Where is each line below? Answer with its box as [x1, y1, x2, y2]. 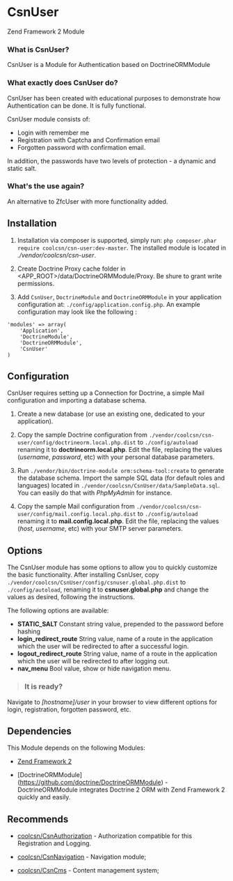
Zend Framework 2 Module [7, 27, 85, 36]
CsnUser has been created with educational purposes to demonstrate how [7, 93, 221, 102]
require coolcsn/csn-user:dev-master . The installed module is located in [17, 243, 227, 252]
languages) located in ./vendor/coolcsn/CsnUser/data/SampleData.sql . [17, 481, 220, 490]
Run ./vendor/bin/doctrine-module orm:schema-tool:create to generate [17, 467, 225, 475]
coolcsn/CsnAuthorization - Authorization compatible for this [17, 831, 193, 841]
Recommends [7, 813, 69, 825]
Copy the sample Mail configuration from [17, 502, 135, 511]
